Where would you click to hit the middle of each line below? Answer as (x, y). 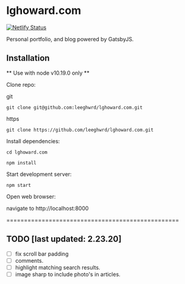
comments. (29, 260)
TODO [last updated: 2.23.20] (64, 239)
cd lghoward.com (27, 152)
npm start (19, 185)
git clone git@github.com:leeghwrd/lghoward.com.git (75, 107)
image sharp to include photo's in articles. (68, 274)
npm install (21, 163)
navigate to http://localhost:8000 (48, 208)
